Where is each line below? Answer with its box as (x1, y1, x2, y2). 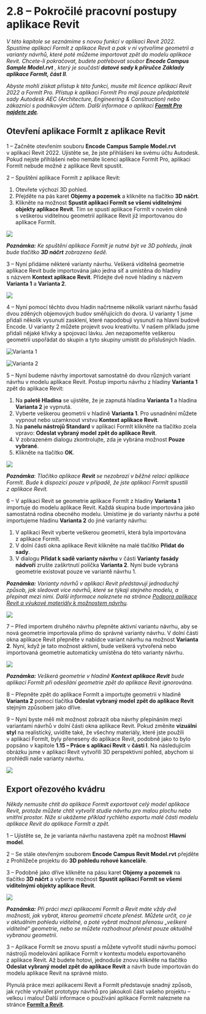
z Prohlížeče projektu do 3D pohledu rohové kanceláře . (6, 857, 148, 864)
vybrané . (15, 442, 39, 450)
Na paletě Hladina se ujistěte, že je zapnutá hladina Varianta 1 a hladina (15, 396, 197, 404)
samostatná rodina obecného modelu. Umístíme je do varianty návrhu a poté (6, 510, 200, 517)
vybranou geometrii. (6, 931, 58, 938)
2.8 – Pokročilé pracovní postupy (6, 4, 177, 18)
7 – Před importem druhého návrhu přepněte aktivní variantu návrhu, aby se (6, 622, 198, 630)
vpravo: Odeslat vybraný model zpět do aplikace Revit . (15, 429, 157, 437)
